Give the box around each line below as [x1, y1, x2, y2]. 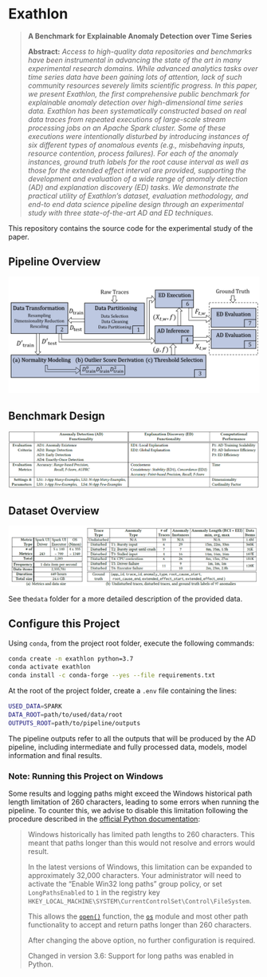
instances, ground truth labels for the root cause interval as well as [27, 157, 249, 166]
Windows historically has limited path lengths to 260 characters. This [27, 830, 255, 840]
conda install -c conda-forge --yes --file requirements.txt [8, 672, 216, 680]
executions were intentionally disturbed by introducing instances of [27, 131, 249, 141]
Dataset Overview [8, 504, 100, 518]
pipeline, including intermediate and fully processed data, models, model [8, 742, 247, 752]
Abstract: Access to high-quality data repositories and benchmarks [27, 46, 253, 56]
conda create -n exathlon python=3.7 [8, 654, 134, 663]
